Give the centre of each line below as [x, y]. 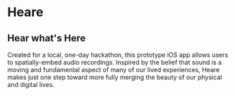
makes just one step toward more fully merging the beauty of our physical [115, 77]
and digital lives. [31, 84]
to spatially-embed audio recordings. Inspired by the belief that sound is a [115, 62]
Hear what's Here [47, 38]
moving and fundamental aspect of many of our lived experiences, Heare [114, 70]
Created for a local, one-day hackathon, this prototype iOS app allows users [118, 55]
